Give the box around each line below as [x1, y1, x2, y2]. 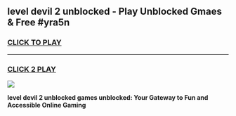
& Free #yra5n [7, 17, 70, 29]
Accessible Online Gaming [7, 101, 86, 109]
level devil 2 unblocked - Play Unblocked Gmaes [7, 6, 223, 18]
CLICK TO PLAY [7, 38, 62, 48]
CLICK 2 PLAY [7, 64, 56, 74]
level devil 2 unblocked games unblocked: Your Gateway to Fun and [7, 93, 209, 101]
